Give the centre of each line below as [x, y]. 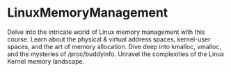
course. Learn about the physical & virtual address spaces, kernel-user [109, 39]
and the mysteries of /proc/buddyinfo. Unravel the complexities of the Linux [116, 54]
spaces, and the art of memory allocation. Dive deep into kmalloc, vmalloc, [114, 46]
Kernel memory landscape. [46, 61]
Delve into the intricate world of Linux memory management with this [106, 32]
